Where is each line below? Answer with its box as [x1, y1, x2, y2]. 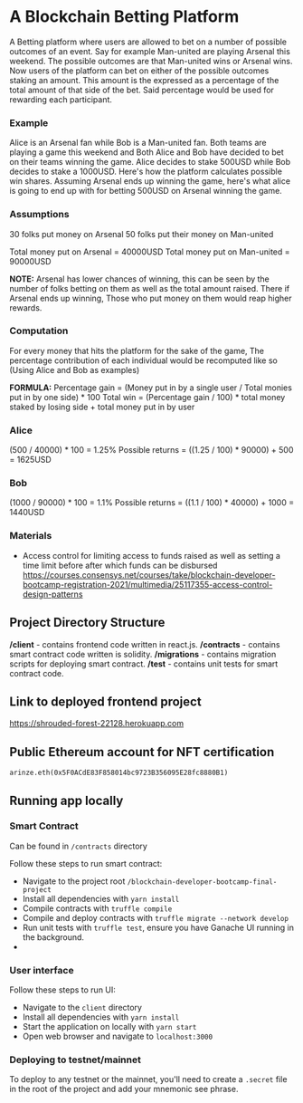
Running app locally [9, 792, 124, 808]
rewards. [9, 302, 43, 313]
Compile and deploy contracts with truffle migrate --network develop [22, 912, 289, 923]
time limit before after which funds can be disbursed [22, 560, 218, 571]
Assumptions [9, 208, 70, 221]
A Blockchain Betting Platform [9, 6, 240, 27]
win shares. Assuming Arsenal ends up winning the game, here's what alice [9, 176, 291, 187]
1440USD [9, 507, 45, 518]
